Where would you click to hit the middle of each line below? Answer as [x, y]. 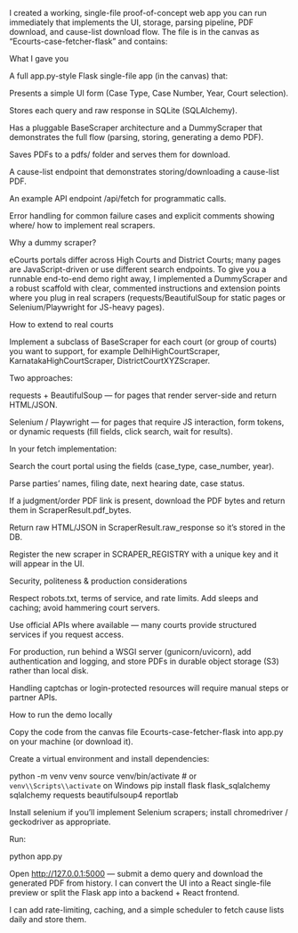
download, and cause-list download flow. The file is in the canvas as [134, 32]
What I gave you [39, 58]
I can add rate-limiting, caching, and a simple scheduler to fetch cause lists [147, 910]
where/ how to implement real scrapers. [82, 225]
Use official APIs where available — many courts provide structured [133, 625]
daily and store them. [48, 919]
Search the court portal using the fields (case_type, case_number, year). [141, 466]
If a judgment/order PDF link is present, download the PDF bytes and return [147, 500]
